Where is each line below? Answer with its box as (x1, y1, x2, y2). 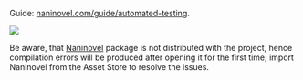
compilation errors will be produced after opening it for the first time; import (9, 52, 295, 63)
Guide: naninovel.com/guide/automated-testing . (9, 8, 190, 18)
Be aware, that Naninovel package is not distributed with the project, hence (9, 43, 293, 53)
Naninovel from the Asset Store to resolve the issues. (9, 62, 210, 72)
